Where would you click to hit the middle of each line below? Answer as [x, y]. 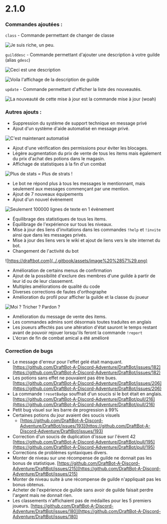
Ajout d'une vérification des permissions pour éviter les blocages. [80, 148]
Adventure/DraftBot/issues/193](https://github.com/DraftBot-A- [85, 426]
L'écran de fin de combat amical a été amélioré [60, 338]
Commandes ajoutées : [34, 25]
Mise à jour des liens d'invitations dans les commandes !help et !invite [86, 230]
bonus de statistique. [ [35, 463]
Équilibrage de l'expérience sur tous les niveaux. [62, 224]
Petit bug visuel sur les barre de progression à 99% [65, 410]
